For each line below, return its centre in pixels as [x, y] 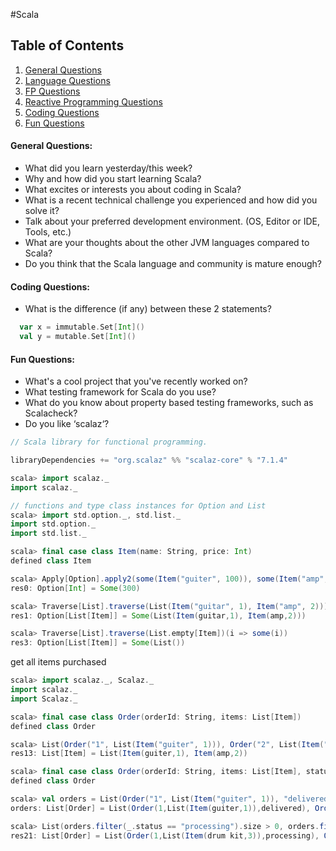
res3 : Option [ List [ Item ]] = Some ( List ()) [98, 643]
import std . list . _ [48, 534]
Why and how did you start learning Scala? [113, 179]
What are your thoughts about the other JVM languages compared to [167, 243]
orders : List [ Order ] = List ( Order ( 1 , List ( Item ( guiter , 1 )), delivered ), [160, 808]
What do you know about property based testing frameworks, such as [169, 403]
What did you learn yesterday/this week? [108, 168]
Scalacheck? [51, 413]
